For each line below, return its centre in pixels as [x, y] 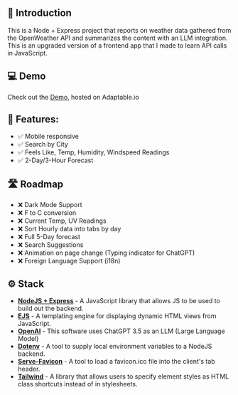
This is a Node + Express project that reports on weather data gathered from [119, 30]
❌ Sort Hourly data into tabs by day [69, 229]
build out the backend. [50, 309]
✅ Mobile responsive [48, 137]
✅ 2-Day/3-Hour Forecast [55, 160]
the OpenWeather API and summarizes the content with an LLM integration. [118, 38]
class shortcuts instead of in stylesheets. [77, 384]
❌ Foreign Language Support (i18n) [69, 261]
